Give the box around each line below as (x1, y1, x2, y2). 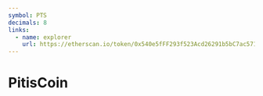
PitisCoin (8, 74, 69, 92)
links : (8, 26, 30, 34)
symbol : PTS (8, 11, 47, 20)
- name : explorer (15, 33, 72, 41)
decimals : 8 (8, 19, 47, 27)
